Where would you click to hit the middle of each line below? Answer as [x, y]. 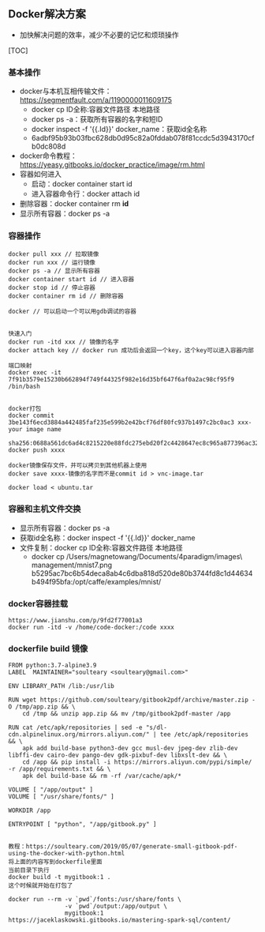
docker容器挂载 [38, 603]
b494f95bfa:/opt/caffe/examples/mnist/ [96, 581]
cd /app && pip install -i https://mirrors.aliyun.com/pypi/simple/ [137, 762]
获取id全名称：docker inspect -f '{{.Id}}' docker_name [107, 537]
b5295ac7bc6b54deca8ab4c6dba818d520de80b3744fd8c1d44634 [142, 573]
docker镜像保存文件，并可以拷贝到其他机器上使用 [78, 466]
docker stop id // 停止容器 [52, 288]
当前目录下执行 [29, 870]
